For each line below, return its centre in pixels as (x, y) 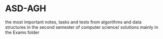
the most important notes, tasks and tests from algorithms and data (73, 22)
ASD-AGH (26, 9)
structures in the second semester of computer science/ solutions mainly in (82, 27)
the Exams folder (22, 32)
